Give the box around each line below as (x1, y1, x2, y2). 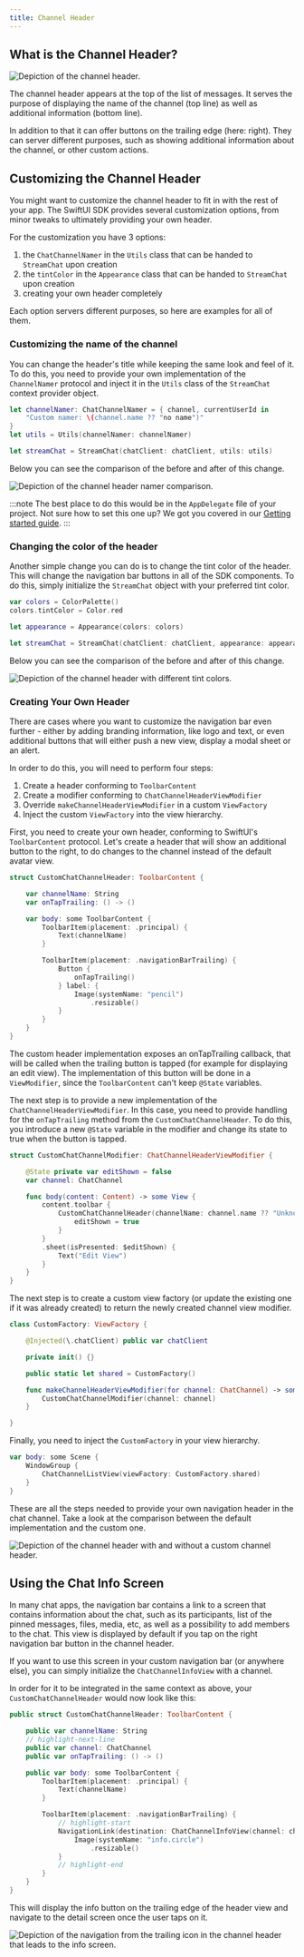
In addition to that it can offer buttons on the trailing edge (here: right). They (9, 125, 292, 136)
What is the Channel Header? (9, 47, 178, 63)
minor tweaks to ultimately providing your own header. (9, 214, 213, 225)
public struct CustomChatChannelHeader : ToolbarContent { (9, 1710, 233, 1719)
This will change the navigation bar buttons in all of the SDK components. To (9, 571, 295, 582)
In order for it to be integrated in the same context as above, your (9, 1683, 252, 1694)
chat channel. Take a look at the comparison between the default (9, 1512, 252, 1523)
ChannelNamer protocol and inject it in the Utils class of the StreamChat (9, 377, 271, 388)
